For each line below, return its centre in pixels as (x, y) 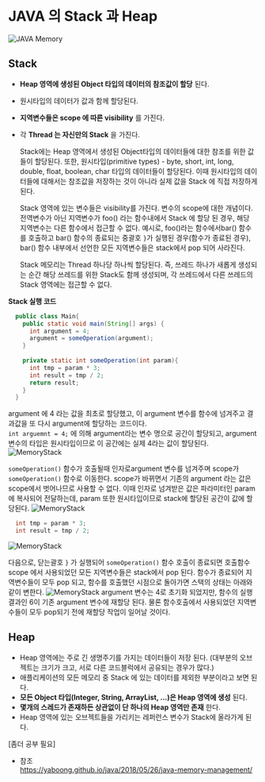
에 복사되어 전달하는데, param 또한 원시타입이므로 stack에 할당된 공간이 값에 (127, 499)
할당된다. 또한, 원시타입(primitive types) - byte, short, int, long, (134, 161)
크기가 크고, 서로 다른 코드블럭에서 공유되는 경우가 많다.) (128, 667)
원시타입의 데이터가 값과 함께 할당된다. (79, 101)
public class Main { (47, 316)
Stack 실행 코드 (32, 301)
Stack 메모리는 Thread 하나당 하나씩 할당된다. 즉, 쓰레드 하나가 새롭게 (128, 264)
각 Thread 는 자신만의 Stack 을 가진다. (80, 134)
